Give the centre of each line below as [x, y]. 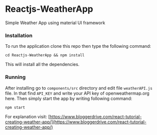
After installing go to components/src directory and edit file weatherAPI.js [79, 88]
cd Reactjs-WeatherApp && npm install [45, 55]
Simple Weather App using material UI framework [55, 23]
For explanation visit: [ [28, 116]
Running [16, 77]
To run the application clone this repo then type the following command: [78, 46]
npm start [15, 107]
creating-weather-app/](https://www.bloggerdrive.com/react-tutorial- [76, 122]
